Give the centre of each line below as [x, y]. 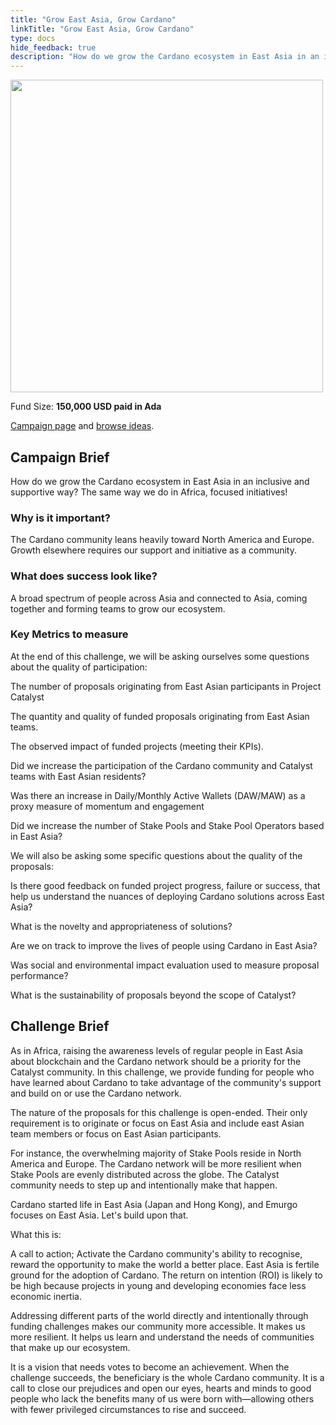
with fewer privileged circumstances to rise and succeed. [128, 1409]
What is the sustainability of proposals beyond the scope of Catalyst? [153, 995]
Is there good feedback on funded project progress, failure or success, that [165, 885]
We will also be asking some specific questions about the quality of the [156, 855]
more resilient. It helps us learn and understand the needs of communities [162, 1337]
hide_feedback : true [53, 47]
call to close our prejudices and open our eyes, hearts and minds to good [161, 1388]
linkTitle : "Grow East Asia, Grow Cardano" [102, 29]
